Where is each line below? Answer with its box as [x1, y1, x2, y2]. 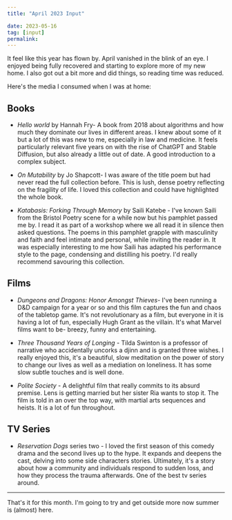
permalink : [7, 35, 39, 42]
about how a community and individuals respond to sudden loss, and [17, 463, 214, 472]
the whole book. [17, 193, 64, 201]
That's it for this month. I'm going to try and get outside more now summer [7, 498, 220, 506]
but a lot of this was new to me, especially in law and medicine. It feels [17, 135, 218, 144]
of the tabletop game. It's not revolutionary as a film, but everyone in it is [17, 310, 224, 318]
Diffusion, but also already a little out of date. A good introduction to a [17, 150, 216, 159]
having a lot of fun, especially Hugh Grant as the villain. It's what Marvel [17, 318, 222, 326]
